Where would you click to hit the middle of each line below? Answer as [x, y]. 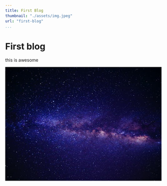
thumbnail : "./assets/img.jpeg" [39, 16]
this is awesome [22, 60]
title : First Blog [24, 10]
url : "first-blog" [24, 21]
